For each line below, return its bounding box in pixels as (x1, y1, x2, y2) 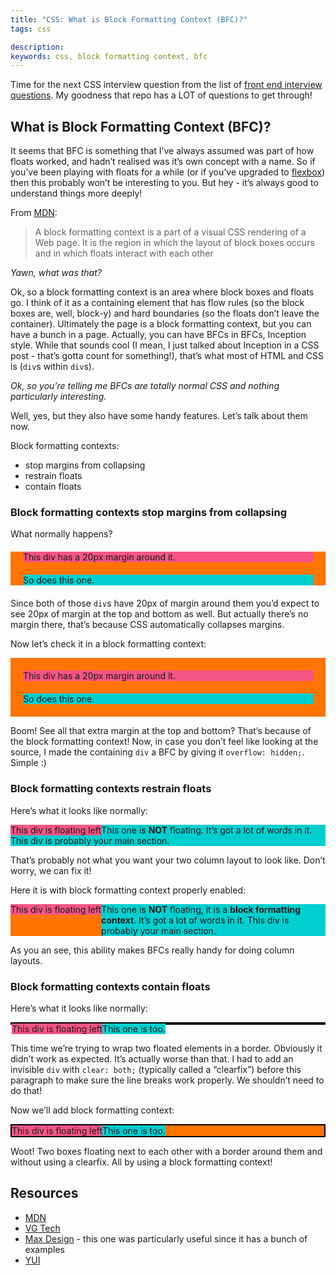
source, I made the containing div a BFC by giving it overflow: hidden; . (10, 746, 305, 758)
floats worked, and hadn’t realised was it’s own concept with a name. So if (10, 156, 316, 168)
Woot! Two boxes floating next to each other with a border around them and (10, 1145, 323, 1157)
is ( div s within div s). (10, 361, 95, 373)
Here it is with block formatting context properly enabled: (10, 884, 246, 896)
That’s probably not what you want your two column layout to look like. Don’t (10, 854, 326, 866)
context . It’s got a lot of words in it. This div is (101, 914, 290, 926)
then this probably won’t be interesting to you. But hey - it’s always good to (10, 177, 319, 189)
